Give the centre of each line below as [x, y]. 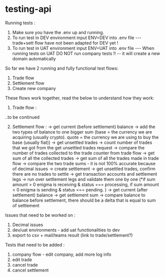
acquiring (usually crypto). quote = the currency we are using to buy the [85, 137]
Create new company [34, 88]
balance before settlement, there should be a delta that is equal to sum [84, 200]
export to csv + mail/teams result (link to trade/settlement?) [72, 235]
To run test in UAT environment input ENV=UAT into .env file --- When [83, 48]
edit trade [22, 259]
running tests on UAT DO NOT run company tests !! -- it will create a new [86, 53]
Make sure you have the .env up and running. [58, 32]
